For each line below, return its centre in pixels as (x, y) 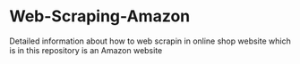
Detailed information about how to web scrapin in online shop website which (150, 41)
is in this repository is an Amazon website (86, 50)
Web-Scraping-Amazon (100, 16)
